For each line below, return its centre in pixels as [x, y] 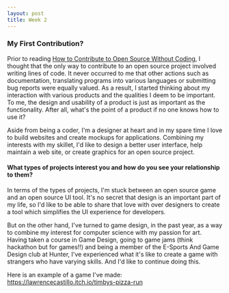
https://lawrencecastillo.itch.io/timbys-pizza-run [75, 282]
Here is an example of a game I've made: [65, 275]
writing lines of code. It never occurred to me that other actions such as [108, 73]
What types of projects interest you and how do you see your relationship [113, 168]
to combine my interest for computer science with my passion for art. [105, 232]
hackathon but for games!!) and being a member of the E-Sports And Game [113, 247]
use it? [16, 116]
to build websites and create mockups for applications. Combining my [105, 137]
